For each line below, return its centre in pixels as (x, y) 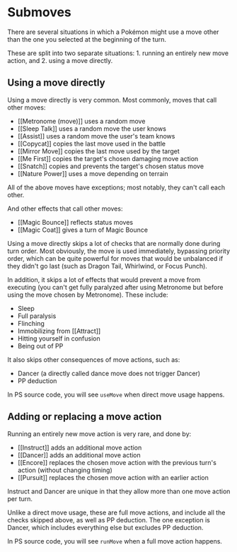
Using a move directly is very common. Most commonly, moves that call (112, 100)
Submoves (40, 12)
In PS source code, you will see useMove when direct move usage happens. (116, 394)
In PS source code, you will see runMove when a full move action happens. (115, 541)
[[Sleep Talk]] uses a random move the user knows (92, 129)
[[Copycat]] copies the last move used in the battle (92, 143)
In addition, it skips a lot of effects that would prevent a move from (104, 279)
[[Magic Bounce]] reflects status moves (75, 222)
